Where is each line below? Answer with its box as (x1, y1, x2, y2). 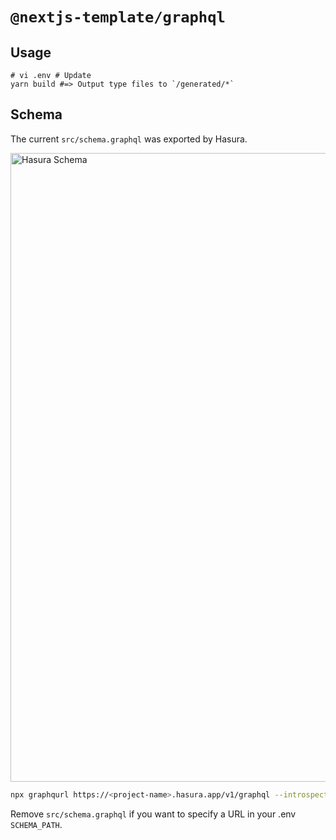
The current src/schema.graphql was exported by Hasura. (10, 133, 248, 145)
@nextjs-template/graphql (10, 8, 226, 27)
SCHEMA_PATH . (10, 818, 63, 830)
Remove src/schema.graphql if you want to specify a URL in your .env (10, 808, 297, 820)
